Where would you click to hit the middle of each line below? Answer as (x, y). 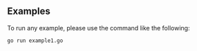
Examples (29, 11)
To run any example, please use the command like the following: (98, 28)
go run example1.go (35, 41)
